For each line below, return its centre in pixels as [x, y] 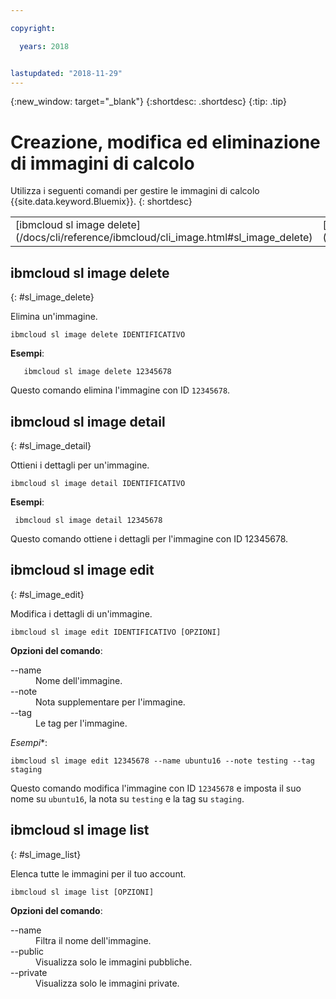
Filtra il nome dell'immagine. [93, 940]
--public [27, 951]
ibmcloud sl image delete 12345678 [97, 372]
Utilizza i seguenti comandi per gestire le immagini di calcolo [135, 191]
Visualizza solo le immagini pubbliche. [114, 962]
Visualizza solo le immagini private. [107, 983]
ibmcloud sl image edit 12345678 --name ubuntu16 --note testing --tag [162, 761]
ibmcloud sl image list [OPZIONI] [82, 892]
